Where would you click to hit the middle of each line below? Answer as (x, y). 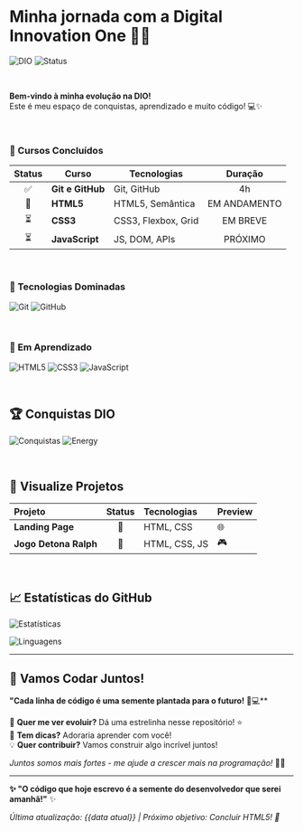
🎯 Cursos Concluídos (56, 150)
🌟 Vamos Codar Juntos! (77, 679)
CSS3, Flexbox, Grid (156, 221)
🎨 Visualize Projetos (67, 487)
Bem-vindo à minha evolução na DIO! (80, 96)
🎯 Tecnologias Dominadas (68, 287)
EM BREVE (245, 221)
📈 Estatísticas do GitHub (81, 597)
